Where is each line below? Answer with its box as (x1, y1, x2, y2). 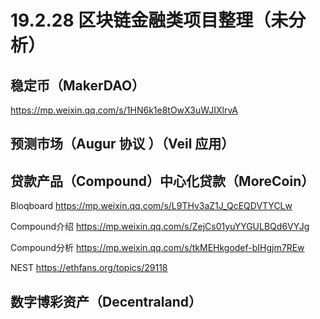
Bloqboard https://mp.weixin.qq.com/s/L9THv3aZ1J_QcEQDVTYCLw (10, 200, 293, 212)
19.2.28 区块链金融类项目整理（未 (10, 9, 289, 32)
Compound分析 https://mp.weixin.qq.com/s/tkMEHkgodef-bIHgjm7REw (10, 242, 305, 254)
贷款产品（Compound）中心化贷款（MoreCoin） (10, 172, 315, 190)
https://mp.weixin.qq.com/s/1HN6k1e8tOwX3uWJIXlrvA (10, 104, 238, 116)
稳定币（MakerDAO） (10, 77, 146, 94)
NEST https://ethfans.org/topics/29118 (10, 262, 168, 274)
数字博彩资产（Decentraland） (10, 293, 202, 310)
